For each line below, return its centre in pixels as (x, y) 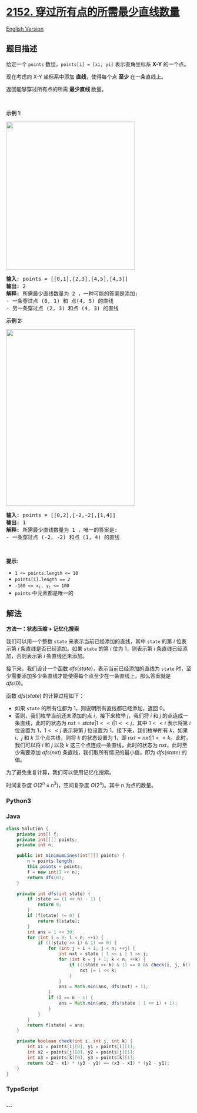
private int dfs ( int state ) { (54, 894)
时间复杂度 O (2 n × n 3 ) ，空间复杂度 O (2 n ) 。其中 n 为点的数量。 (81, 784)
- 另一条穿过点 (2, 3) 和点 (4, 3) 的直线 (62, 308)
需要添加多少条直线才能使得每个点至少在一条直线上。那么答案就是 (91, 675)
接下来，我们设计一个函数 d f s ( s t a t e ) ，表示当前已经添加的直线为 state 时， (96, 668)
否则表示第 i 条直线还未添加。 (52, 656)
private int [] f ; (38, 834)
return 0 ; (49, 905)
